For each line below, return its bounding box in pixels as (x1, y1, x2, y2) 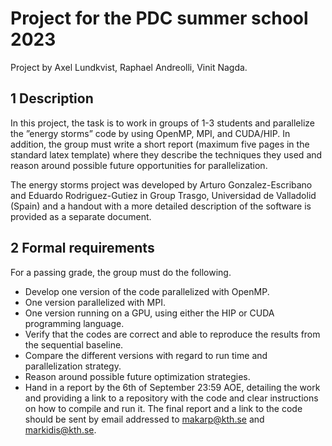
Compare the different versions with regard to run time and (24, 349, 268, 361)
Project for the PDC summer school (10, 7, 309, 30)
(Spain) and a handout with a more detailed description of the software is (10, 200, 312, 212)
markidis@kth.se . (24, 423, 97, 436)
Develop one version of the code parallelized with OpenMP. (24, 285, 270, 297)
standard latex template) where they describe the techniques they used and (10, 148, 323, 161)
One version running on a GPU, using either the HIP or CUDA (24, 307, 275, 319)
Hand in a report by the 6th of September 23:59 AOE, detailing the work (24, 381, 321, 393)
